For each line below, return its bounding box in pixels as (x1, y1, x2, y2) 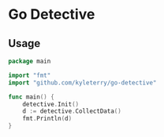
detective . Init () (22, 100, 80, 108)
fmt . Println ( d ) (22, 115, 73, 123)
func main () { (8, 92, 55, 101)
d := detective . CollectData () (22, 107, 122, 115)
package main (8, 57, 51, 65)
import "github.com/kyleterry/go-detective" (8, 78, 157, 87)
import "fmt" (8, 71, 51, 79)
